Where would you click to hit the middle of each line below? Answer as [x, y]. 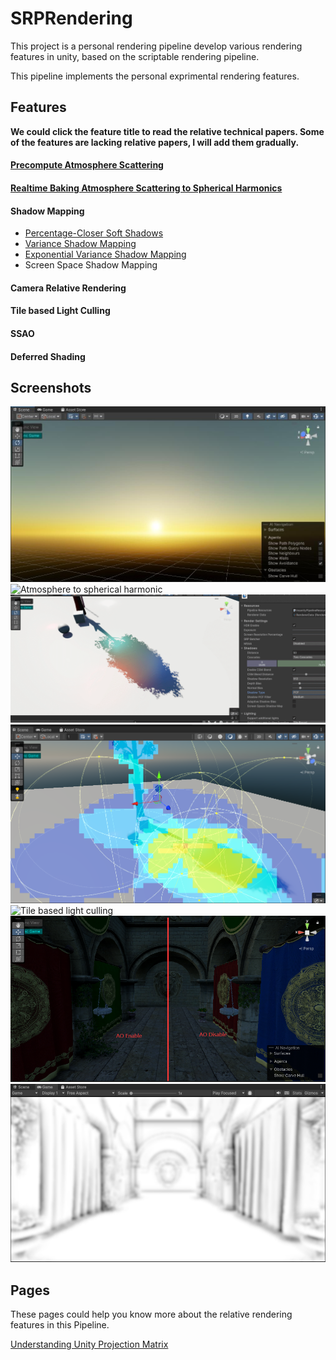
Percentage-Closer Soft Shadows [94, 233]
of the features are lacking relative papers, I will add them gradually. [155, 142]
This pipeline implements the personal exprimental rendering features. [155, 76]
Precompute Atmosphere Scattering [87, 165]
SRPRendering [71, 18]
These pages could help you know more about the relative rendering [151, 1314]
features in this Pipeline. [60, 1324]
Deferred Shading [48, 356]
